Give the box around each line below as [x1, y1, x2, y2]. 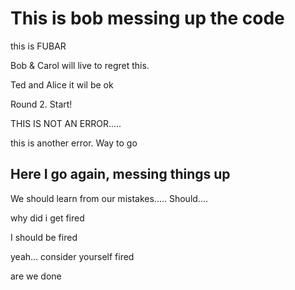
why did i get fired [10, 212, 85, 224]
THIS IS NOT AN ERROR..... [10, 117, 122, 129]
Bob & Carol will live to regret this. [10, 59, 150, 71]
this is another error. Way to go [10, 137, 138, 149]
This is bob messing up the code [10, 7, 285, 30]
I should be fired [10, 231, 78, 243]
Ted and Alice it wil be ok [10, 78, 114, 91]
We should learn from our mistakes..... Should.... [10, 192, 208, 204]
